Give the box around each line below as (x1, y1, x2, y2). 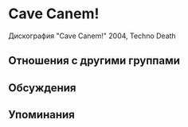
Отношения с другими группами (8, 54, 181, 67)
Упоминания (8, 108, 76, 121)
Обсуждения (8, 81, 76, 94)
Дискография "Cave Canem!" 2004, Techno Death (8, 31, 177, 40)
